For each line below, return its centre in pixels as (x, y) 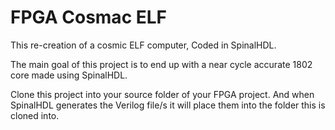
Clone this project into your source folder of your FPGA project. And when (162, 94)
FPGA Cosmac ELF (89, 17)
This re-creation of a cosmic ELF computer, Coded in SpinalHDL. (143, 45)
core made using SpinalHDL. (69, 75)
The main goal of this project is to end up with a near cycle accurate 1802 (161, 64)
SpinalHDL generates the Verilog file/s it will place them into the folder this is (168, 105)
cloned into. (35, 115)
